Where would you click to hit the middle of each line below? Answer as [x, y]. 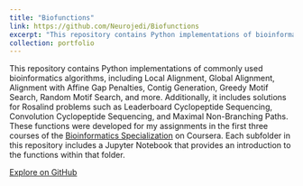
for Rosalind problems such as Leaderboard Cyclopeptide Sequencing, [141, 107]
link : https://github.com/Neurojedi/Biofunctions [105, 26]
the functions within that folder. [67, 155]
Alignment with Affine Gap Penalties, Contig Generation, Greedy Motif [139, 88]
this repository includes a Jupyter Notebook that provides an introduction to [150, 145]
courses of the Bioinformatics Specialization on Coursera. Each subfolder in [150, 135]
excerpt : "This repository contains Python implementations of [131, 34]
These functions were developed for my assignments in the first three [139, 126]
